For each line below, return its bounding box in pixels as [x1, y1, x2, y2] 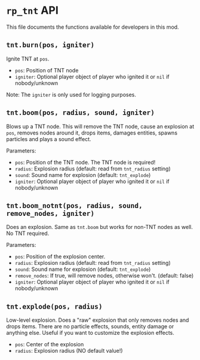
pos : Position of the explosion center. [14, 253, 106, 260]
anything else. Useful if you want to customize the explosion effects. [6, 330, 175, 337]
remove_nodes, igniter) [6, 209, 95, 218]
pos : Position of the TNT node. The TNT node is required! [14, 158, 156, 166]
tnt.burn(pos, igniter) [6, 41, 95, 50]
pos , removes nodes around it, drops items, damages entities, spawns [6, 129, 178, 136]
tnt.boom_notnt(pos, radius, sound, [6, 201, 143, 210]
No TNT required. [6, 230, 50, 237]
